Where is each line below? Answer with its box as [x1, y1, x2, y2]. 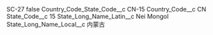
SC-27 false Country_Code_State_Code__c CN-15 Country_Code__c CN [6, 5, 207, 13]
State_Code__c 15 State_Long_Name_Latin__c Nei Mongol [6, 12, 169, 20]
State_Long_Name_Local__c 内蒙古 [6, 20, 106, 28]
